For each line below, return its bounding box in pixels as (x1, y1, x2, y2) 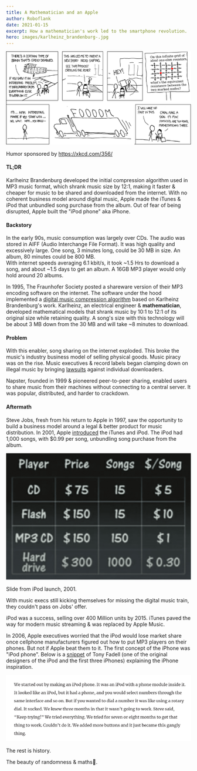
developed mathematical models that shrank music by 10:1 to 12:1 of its (6, 309, 177, 316)
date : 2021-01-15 (6, 22, 49, 28)
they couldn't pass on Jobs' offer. (6, 603, 87, 611)
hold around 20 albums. (6, 272, 64, 279)
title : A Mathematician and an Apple (6, 9, 98, 15)
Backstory (6, 221, 32, 229)
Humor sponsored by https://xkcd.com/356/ (6, 150, 113, 157)
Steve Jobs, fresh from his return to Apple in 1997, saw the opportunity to (6, 416, 183, 423)
